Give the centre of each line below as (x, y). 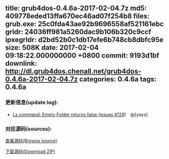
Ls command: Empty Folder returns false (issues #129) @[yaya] (80, 114)
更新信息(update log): (32, 102)
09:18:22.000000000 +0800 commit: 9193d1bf (82, 56)
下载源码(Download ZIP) (30, 151)
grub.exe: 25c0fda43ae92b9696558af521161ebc (84, 24)
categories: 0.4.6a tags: (118, 79)
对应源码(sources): (29, 129)
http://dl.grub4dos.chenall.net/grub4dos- (73, 71)
